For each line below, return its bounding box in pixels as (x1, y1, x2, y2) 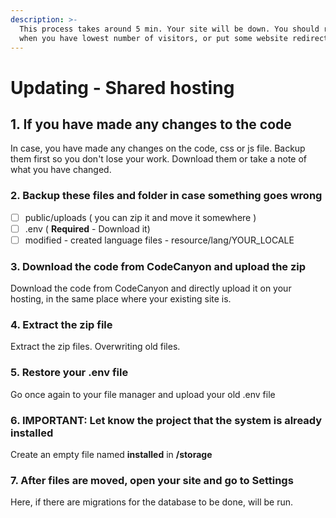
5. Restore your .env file (10, 366, 129, 380)
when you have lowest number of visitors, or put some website (19, 33, 288, 43)
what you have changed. (10, 164, 112, 176)
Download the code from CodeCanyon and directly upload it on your (10, 282, 292, 295)
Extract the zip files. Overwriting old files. (10, 341, 181, 353)
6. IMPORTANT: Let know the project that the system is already (10, 413, 323, 427)
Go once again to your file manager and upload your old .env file (10, 388, 276, 400)
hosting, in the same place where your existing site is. (10, 293, 232, 305)
